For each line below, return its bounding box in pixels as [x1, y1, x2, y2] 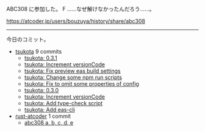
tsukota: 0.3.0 [24, 87, 59, 94]
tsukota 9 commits [15, 48, 62, 55]
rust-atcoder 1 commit [15, 113, 71, 120]
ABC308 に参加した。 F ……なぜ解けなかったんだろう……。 [6, 5, 155, 12]
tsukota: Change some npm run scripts [24, 74, 122, 81]
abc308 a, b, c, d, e [24, 119, 74, 126]
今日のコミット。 [6, 36, 49, 43]
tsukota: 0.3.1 [24, 54, 57, 61]
